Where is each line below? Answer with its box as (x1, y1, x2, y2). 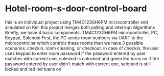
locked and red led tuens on (5, 66, 62, 72)
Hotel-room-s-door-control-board (5, 3, 147, 14)
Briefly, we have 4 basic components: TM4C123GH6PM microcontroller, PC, (5, 29, 159, 35)
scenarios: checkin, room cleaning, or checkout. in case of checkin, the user (5, 45, 160, 51)
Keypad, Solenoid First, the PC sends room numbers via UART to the (5, 35, 143, 41)
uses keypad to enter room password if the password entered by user (5, 50, 146, 56)
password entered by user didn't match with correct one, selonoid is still (5, 61, 151, 67)
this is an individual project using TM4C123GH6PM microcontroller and (5, 19, 148, 25)
